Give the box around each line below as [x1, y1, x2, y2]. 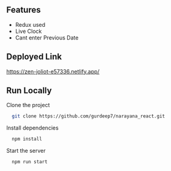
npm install [12, 136, 43, 142]
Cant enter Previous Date [15, 33, 79, 41]
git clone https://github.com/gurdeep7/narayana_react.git [12, 113, 166, 119]
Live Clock [15, 27, 42, 35]
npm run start [12, 159, 48, 165]
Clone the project [6, 102, 50, 109]
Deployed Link [6, 52, 62, 62]
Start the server [6, 147, 46, 155]
